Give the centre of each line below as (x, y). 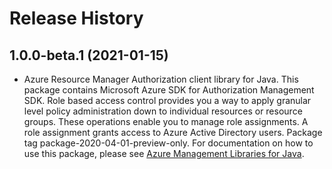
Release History (76, 18)
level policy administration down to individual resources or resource (163, 111)
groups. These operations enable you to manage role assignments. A (166, 121)
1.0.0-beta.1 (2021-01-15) (89, 55)
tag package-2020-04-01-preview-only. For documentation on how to (168, 143)
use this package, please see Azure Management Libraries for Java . (164, 153)
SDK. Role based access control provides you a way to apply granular (167, 100)
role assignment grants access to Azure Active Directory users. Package (173, 132)
